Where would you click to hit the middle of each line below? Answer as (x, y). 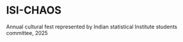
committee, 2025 (27, 33)
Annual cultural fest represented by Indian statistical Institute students (92, 27)
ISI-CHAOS (34, 10)
